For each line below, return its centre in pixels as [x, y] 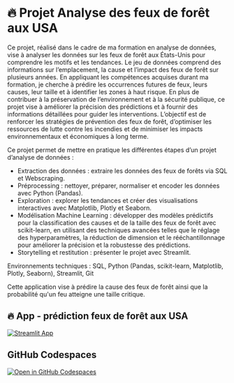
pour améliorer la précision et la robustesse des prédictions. [104, 245]
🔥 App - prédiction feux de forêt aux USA [98, 316]
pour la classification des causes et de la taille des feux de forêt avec [117, 223]
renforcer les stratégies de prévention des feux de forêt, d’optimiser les [109, 121]
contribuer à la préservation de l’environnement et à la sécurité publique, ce [116, 99]
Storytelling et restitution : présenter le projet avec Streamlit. [104, 252]
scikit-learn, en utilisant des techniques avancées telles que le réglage [118, 230]
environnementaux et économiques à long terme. [78, 136]
